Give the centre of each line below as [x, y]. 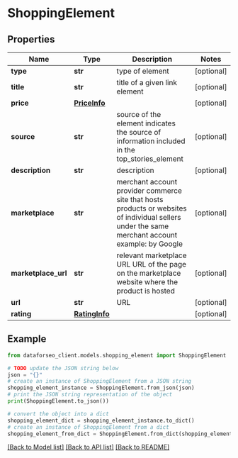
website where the [147, 282]
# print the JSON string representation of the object [90, 395]
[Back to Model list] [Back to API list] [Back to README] [89, 447]
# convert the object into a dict [58, 414]
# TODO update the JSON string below [63, 368]
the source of [139, 132]
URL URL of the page [151, 264]
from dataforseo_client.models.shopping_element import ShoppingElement [117, 355]
